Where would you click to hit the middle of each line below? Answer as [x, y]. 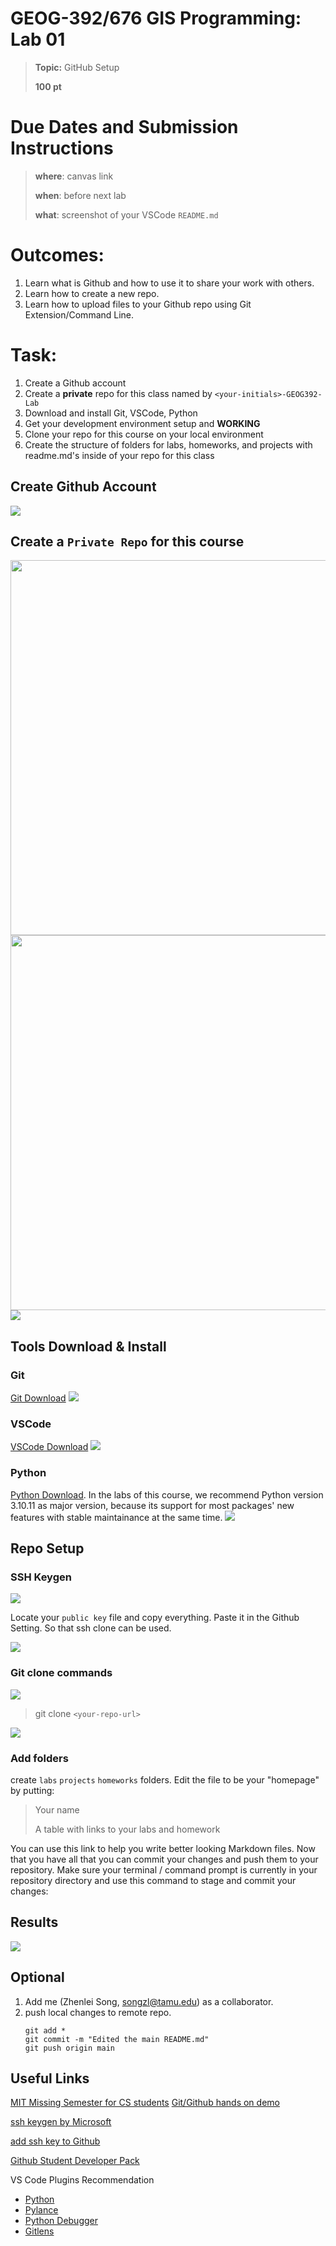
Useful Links [50, 2078]
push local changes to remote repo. [98, 2012]
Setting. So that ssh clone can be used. [91, 1628]
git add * [45, 2030]
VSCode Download [49, 1447]
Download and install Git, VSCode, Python [111, 413]
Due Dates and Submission [124, 127]
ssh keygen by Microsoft [61, 2122]
